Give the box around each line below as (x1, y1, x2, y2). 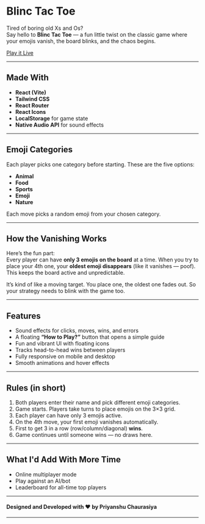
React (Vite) (15, 88, 47, 96)
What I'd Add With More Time (6, 455, 121, 465)
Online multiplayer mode (15, 470, 77, 478)
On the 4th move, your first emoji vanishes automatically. (15, 419, 159, 425)
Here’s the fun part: (6, 250, 55, 257)
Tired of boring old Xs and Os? (6, 24, 84, 32)
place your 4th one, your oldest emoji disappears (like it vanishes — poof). (6, 263, 196, 270)
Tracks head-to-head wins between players (15, 346, 126, 354)
